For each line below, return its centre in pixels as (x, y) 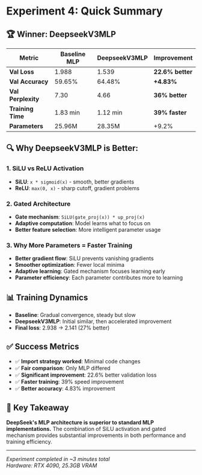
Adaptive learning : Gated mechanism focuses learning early (90, 271)
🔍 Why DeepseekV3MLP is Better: (72, 148)
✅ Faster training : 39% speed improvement (69, 381)
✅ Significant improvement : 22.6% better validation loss (86, 375)
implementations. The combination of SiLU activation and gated (86, 429)
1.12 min (110, 113)
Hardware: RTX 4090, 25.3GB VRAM (52, 465)
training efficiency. (29, 441)
